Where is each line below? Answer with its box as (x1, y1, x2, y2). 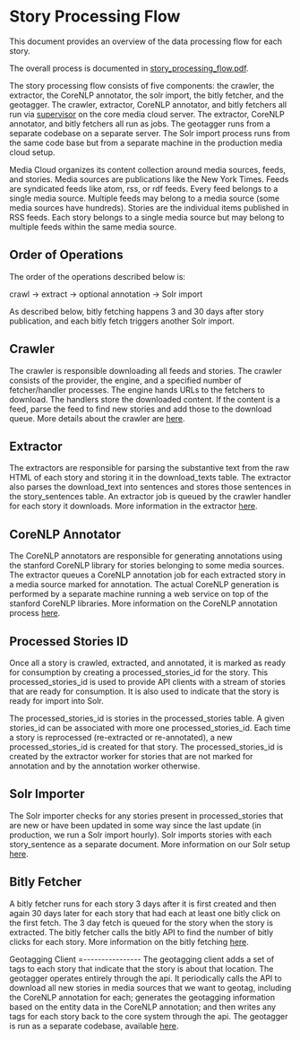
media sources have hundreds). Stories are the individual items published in (9, 202, 289, 212)
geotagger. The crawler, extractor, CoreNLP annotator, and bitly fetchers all (9, 99, 287, 109)
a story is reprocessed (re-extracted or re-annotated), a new (9, 732, 233, 742)
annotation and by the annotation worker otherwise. (9, 760, 201, 771)
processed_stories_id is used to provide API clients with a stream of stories (9, 677, 287, 687)
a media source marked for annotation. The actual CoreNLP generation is (9, 579, 279, 590)
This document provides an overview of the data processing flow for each (9, 36, 282, 47)
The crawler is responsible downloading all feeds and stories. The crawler (9, 365, 282, 376)
